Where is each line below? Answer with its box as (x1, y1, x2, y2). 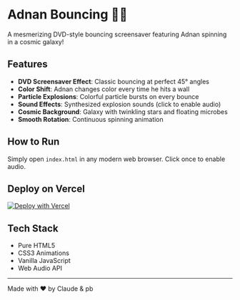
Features (7, 58, 48, 71)
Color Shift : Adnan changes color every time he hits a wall (17, 85, 190, 93)
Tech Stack (7, 222, 59, 234)
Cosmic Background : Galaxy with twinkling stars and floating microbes (17, 107, 229, 116)
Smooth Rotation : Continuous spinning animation (17, 115, 164, 123)
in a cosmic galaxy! (7, 37, 64, 46)
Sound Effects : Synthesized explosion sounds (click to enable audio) (17, 100, 221, 108)
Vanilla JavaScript (17, 257, 71, 265)
